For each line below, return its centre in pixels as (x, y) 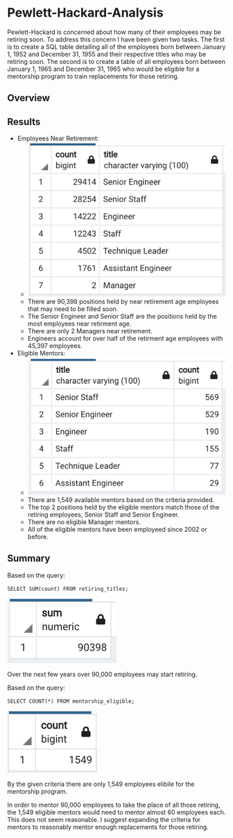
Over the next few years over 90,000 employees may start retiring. (102, 674)
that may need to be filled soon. (73, 309)
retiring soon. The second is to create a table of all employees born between (116, 61)
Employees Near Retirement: (58, 139)
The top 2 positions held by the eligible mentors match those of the (123, 507)
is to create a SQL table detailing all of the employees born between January (116, 47)
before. (38, 537)
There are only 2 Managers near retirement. (90, 331)
